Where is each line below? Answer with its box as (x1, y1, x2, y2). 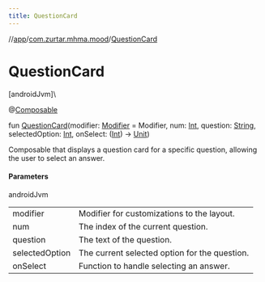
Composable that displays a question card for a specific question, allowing (8, 145, 258, 154)
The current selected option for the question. (78, 247, 250, 259)
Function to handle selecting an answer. (78, 260, 230, 271)
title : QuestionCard (8, 11, 79, 20)
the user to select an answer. (8, 153, 105, 162)
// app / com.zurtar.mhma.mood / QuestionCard (8, 34, 158, 44)
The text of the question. (78, 234, 173, 245)
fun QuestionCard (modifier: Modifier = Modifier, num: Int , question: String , (8, 120, 257, 130)
